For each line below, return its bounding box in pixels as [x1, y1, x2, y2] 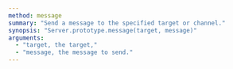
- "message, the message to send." [15, 48, 134, 56]
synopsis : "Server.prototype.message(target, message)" [8, 26, 197, 34]
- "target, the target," [15, 41, 98, 49]
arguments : [8, 33, 45, 42]
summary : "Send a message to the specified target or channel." [8, 19, 226, 27]
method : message [8, 11, 62, 20]
